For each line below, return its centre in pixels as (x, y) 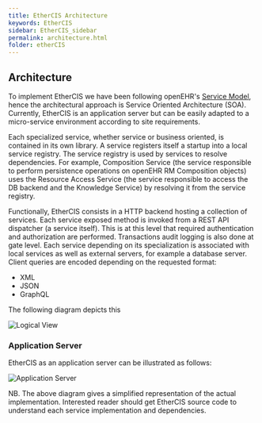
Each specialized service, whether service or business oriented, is (116, 137)
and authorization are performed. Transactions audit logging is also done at (131, 236)
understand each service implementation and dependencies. (107, 410)
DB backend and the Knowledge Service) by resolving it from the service (127, 187)
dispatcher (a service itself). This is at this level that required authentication (131, 228)
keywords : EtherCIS (40, 23)
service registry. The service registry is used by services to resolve (118, 154)
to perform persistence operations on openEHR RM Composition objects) (127, 171)
